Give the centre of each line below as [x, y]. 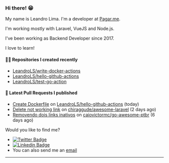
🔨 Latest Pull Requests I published [41, 93]
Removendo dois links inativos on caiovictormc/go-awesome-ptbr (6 [83, 114]
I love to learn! [20, 48]
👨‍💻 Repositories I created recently [41, 59]
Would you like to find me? [33, 129]
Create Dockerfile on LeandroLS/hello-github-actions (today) [76, 104]
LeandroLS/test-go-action [39, 81]
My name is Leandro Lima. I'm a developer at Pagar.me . [63, 19]
